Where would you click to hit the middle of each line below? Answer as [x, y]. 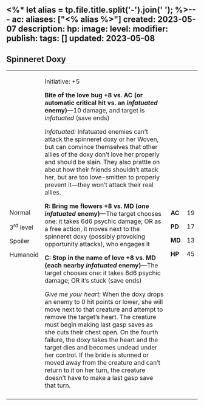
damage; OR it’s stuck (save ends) [93, 281]
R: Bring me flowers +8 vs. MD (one [97, 206]
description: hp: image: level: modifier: [93, 29]
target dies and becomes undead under [101, 348]
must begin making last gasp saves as [99, 325]
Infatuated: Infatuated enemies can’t [97, 132]
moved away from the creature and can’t [103, 363]
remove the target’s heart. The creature [100, 317]
